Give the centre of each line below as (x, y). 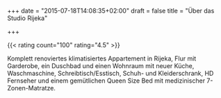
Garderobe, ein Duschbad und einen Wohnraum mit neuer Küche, (101, 66)
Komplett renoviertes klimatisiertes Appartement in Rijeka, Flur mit (102, 58)
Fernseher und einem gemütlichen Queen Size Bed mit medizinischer (106, 81)
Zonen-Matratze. (31, 88)
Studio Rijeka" (27, 18)
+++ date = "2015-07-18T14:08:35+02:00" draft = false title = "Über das (111, 11)
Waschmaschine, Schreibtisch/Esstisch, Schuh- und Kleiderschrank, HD (110, 73)
